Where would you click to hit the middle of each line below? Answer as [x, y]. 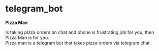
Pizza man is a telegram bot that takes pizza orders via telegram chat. [78, 42]
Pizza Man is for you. [27, 37]
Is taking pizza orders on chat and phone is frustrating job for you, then [80, 32]
